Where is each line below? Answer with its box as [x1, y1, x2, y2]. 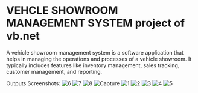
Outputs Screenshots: [6, 79, 60, 87]
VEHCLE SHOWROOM [6, 4, 118, 17]
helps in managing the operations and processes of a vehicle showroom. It [6, 55, 192, 62]
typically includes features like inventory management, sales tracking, [6, 61, 180, 69]
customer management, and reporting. [6, 68, 103, 75]
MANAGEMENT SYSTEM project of [6, 16, 185, 30]
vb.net [6, 29, 40, 43]
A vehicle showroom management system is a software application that [6, 49, 184, 56]
